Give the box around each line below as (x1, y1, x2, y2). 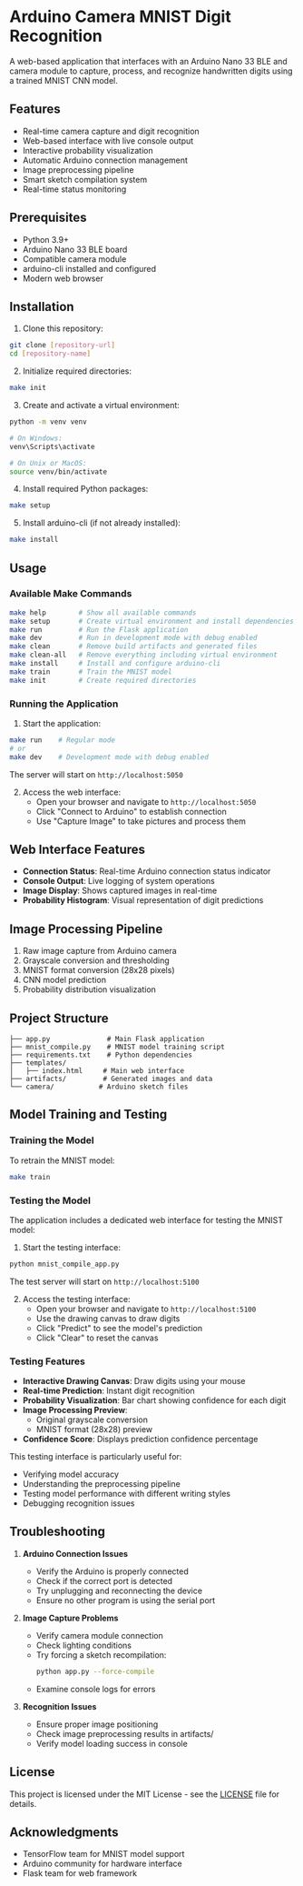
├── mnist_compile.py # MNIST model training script (9, 1043, 225, 1052)
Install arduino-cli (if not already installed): (22, 517, 181, 528)
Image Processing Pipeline (9, 921, 163, 937)
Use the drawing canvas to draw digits (35, 1312, 181, 1324)
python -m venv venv (9, 417, 88, 426)
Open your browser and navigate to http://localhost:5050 (35, 796, 257, 807)
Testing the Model (9, 1194, 91, 1207)
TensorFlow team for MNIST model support (22, 1849, 185, 1860)
